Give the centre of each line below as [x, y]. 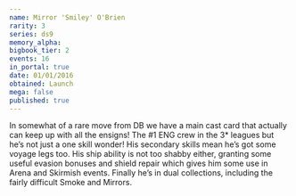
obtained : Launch [41, 84]
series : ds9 [31, 34]
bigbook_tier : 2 [39, 51]
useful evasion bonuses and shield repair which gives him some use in [139, 163]
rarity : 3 [28, 26]
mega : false [31, 92]
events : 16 [29, 59]
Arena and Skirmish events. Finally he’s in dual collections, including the [141, 173]
